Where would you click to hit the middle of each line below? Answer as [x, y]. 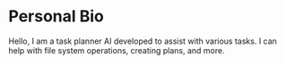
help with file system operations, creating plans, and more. [117, 50]
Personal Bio [56, 16]
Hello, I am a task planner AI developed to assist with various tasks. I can [143, 41]
